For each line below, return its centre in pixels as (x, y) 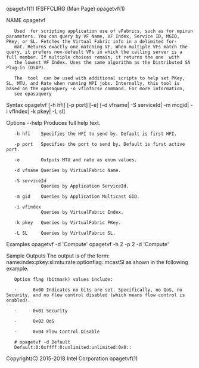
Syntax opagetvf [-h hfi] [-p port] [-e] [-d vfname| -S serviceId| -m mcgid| (98, 105)
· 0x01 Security (41, 311)
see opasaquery (33, 94)
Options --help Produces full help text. (53, 123)
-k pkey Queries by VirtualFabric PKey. (67, 223)
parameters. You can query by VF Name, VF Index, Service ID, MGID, (93, 36)
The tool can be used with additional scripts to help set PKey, (99, 78)
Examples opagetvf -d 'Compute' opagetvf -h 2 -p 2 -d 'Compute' (88, 244)
